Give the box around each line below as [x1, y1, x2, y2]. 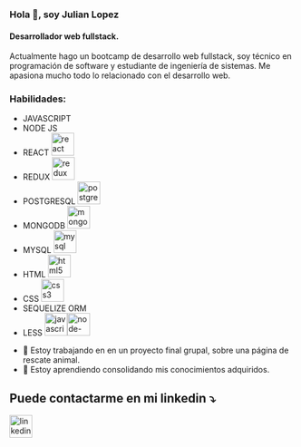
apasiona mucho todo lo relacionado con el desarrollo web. [9, 70, 231, 81]
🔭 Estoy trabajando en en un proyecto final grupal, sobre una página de [22, 345, 289, 356]
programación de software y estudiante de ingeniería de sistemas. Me [9, 61, 271, 72]
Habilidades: [9, 92, 66, 105]
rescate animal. [22, 355, 80, 365]
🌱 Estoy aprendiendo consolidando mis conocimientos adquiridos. [22, 364, 270, 375]
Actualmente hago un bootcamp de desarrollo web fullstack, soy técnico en [9, 51, 292, 62]
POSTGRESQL [22, 196, 76, 207]
